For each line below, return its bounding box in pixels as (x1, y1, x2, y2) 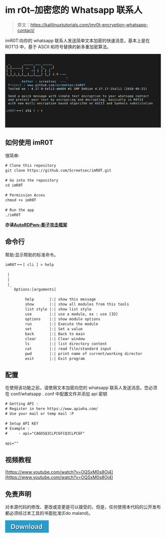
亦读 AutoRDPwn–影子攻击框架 (5, 222, 68, 227)
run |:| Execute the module (25, 321, 98, 326)
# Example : (5, 426, 30, 431)
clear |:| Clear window (25, 336, 85, 341)
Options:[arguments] (14, 287, 56, 292)
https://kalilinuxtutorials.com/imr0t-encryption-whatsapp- (30, 22, 148, 28)
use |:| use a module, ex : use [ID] (25, 312, 119, 316)
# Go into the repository (5, 178, 58, 183)
